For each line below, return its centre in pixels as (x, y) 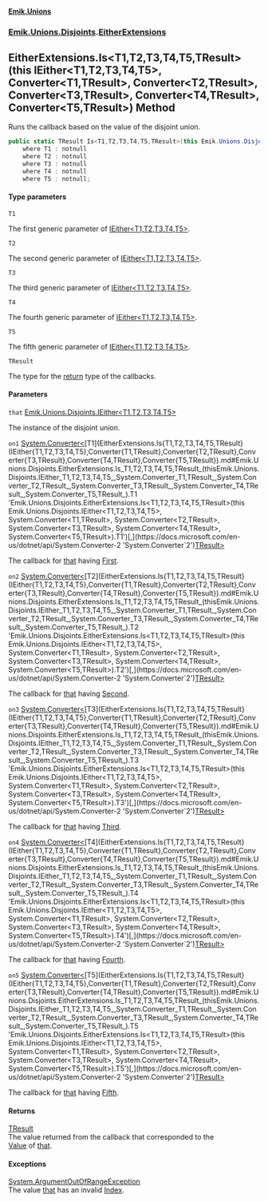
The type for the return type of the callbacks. (83, 376)
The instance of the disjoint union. (64, 427)
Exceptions (27, 1164)
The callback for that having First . (63, 561)
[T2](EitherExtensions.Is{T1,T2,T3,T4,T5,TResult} (164, 576)
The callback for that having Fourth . (67, 959)
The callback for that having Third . (65, 826)
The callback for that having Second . (69, 693)
